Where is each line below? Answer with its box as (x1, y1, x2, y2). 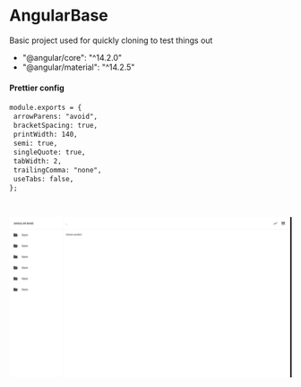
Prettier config (9, 82, 64, 93)
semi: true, (13, 139, 58, 148)
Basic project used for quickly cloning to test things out (9, 35, 213, 46)
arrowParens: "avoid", (13, 113, 99, 122)
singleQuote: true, (13, 148, 87, 157)
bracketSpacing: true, (13, 122, 99, 130)
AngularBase (9, 5, 109, 26)
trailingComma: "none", (13, 166, 102, 175)
